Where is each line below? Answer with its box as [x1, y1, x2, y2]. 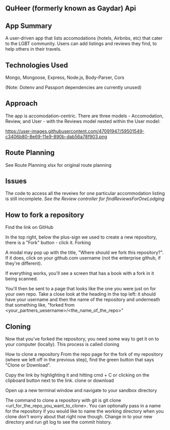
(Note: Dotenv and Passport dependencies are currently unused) [5, 84, 142, 91]
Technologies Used [5, 61, 68, 70]
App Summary [5, 21, 52, 30]
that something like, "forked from [5, 302, 75, 308]
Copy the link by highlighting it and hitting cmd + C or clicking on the [5, 372, 150, 378]
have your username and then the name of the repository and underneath [5, 296, 160, 303]
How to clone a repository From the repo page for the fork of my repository [5, 351, 163, 357]
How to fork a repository [5, 210, 84, 219]
